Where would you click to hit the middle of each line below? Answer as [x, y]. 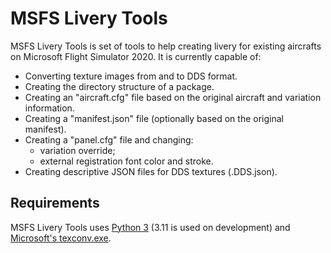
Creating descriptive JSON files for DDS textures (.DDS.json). [151, 171]
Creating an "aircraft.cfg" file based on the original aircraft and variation [173, 97]
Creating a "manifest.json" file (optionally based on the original [154, 118]
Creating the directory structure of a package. [119, 86]
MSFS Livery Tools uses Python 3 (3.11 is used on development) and [150, 227]
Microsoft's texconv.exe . [61, 238]
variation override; [77, 150]
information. [49, 108]
